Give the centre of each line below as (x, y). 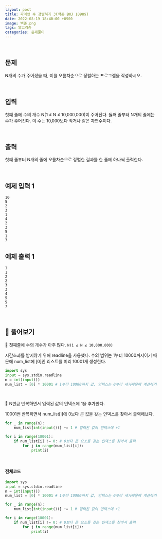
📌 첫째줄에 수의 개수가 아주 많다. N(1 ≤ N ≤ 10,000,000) (59, 345)
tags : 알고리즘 (18, 28)
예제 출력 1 (20, 256)
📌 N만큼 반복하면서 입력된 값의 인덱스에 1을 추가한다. (55, 404)
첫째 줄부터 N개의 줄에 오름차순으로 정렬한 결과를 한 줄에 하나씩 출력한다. (74, 160)
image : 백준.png (20, 23)
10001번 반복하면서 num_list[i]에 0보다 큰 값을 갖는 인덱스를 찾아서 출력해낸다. (80, 414)
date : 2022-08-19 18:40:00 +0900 (39, 19)
